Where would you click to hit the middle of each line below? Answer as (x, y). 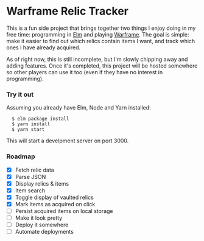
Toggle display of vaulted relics (55, 197)
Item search (30, 190)
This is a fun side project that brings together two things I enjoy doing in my (101, 28)
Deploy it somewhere (42, 225)
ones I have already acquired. (44, 47)
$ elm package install (40, 119)
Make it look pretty (39, 218)
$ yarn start (28, 130)
